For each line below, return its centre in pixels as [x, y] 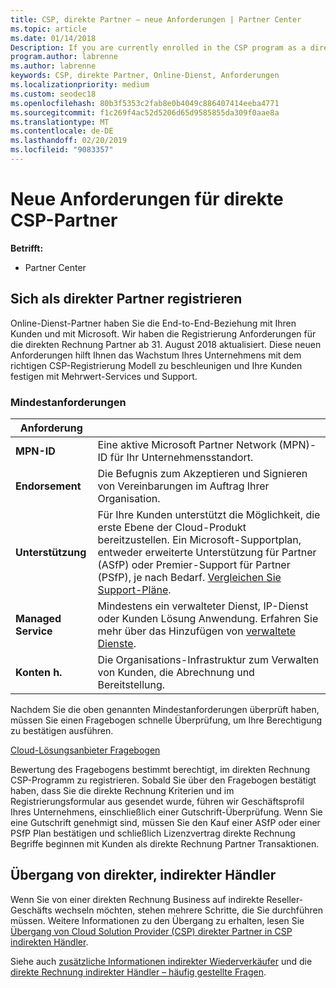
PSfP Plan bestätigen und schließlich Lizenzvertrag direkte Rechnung [153, 833]
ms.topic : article [48, 29]
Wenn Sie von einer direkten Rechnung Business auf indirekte [137, 899]
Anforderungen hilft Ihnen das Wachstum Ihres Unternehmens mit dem [156, 355]
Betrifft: [27, 248]
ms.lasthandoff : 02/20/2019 [69, 141]
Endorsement [48, 486]
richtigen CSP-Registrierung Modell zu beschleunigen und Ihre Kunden [156, 365]
